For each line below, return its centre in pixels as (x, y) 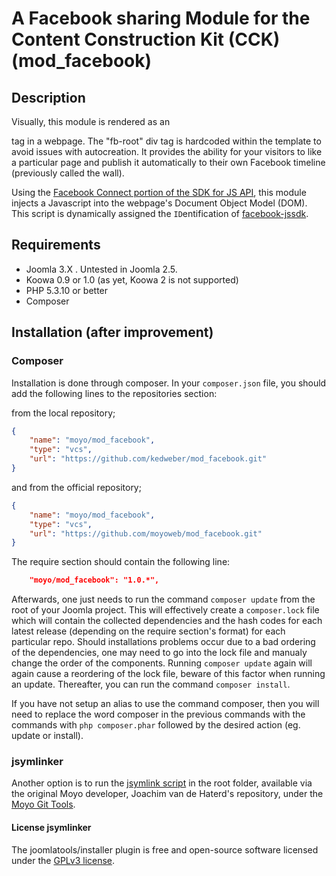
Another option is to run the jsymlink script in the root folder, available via (162, 783)
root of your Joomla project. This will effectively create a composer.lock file (165, 610)
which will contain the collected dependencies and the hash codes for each (167, 621)
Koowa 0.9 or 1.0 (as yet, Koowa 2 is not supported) (132, 279)
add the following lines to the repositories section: (114, 393)
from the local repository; (63, 413)
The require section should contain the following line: (121, 562)
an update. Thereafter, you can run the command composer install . (151, 684)
